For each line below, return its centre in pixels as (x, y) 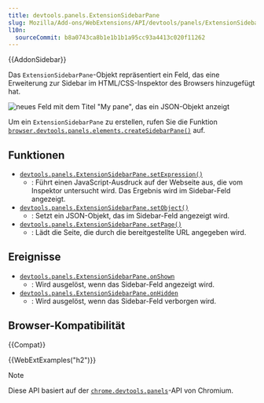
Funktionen (37, 155)
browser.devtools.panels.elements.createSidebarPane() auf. (107, 130)
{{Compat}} (27, 344)
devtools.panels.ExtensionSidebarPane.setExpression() (111, 175)
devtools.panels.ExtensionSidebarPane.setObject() (104, 208)
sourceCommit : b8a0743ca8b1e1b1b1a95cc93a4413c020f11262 (110, 37)
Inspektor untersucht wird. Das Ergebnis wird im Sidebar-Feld (131, 191)
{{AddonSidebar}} (37, 60)
